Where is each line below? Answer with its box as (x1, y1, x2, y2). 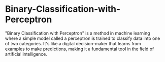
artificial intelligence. (5, 51, 48, 57)
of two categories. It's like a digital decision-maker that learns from (5, 40, 141, 46)
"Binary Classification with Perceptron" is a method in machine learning (5, 30, 150, 36)
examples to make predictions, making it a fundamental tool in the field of (5, 46, 154, 52)
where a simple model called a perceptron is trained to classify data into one (5, 35, 160, 41)
